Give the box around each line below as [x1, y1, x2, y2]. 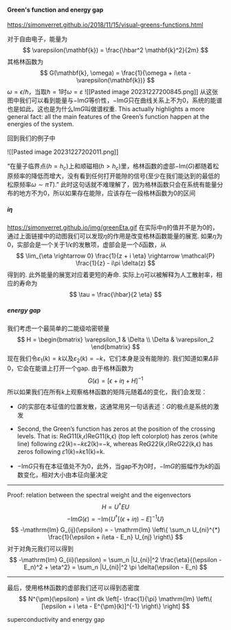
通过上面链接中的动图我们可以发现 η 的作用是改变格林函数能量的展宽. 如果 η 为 [7, 232, 223, 240]
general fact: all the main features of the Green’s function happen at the [7, 113, 210, 121]
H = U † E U [101, 502, 130, 511]
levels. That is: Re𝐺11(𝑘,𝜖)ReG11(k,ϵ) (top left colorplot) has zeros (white [16, 432, 218, 440]
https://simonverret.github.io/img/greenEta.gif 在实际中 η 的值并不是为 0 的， [7, 223, 219, 232]
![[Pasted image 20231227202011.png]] [7, 148, 119, 156]
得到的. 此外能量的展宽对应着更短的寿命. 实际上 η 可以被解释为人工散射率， [7, 270, 217, 278]
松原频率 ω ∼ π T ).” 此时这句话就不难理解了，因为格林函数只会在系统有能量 [7, 181, 218, 188]
